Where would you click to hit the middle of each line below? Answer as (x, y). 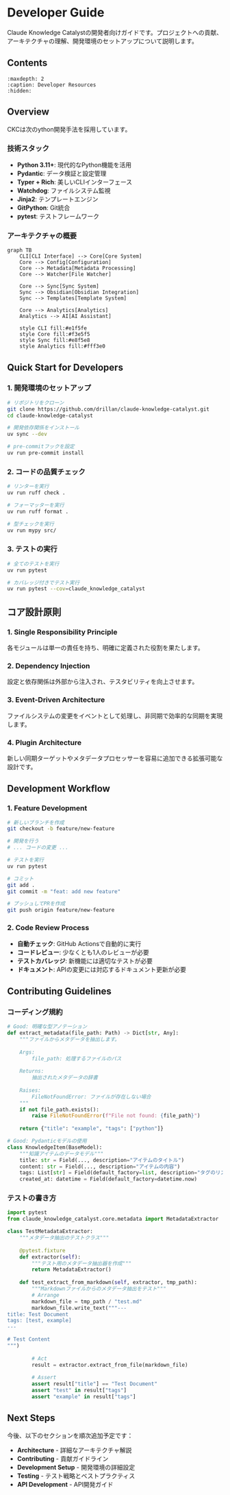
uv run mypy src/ (32, 530)
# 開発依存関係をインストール (43, 428)
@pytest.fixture (43, 1250)
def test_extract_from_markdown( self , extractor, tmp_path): (108, 1283)
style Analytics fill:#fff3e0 (63, 347)
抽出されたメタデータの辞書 (65, 1078)
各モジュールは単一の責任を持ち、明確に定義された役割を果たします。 (105, 648)
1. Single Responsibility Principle (62, 632)
